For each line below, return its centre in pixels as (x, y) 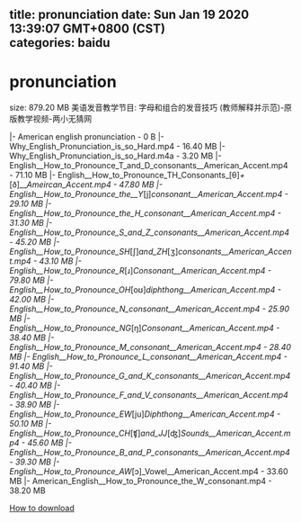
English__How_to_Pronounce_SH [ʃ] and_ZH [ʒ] (94, 252)
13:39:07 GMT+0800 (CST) (88, 29)
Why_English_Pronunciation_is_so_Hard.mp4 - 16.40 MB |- (118, 147)
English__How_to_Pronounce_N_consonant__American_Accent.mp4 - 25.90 (150, 309)
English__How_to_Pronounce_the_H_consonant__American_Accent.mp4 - (145, 213)
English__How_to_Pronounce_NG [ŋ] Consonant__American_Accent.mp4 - (145, 328)
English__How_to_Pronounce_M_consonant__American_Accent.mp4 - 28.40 (150, 347)
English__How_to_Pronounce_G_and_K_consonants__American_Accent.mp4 (150, 376)
